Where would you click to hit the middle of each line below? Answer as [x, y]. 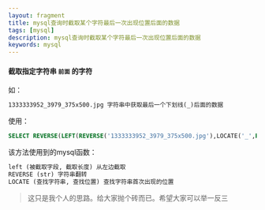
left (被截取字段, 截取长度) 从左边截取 [67, 167]
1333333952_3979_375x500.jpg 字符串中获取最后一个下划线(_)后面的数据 [116, 105]
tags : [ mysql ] [32, 30]
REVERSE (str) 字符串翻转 [48, 174]
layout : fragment [37, 15]
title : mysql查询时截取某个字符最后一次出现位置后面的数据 [94, 23]
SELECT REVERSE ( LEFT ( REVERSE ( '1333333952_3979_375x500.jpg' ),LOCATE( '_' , [132, 136]
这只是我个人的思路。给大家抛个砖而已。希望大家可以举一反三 [128, 197]
